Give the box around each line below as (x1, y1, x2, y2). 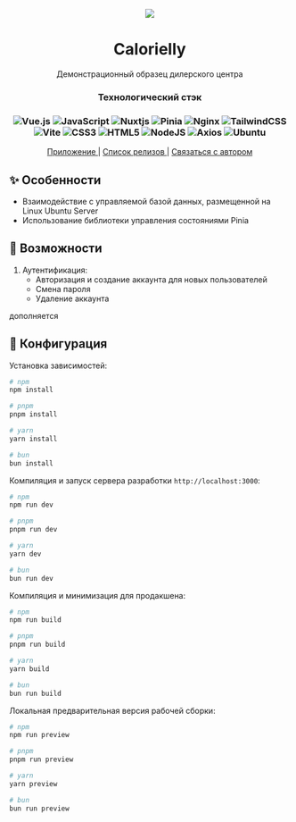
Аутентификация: (21, 264, 88, 275)
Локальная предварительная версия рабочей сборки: (9, 705, 216, 716)
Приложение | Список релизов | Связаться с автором (46, 147, 253, 157)
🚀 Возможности (9, 241, 103, 256)
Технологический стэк (97, 90, 202, 103)
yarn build (9, 664, 50, 674)
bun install (9, 458, 53, 468)
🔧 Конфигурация (9, 336, 108, 352)
